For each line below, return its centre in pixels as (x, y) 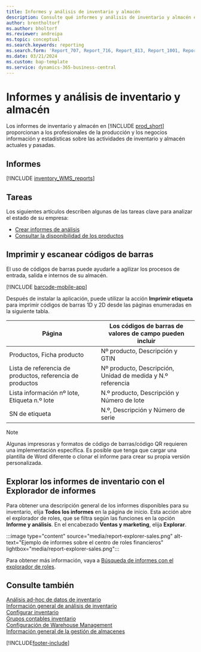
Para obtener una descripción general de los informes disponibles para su (98, 505)
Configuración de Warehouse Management (59, 625)
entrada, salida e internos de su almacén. (57, 275)
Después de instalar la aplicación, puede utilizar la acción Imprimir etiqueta (100, 298)
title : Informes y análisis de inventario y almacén (73, 12)
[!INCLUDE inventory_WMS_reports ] (51, 178)
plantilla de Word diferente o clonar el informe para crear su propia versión (98, 456)
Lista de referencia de (40, 368)
